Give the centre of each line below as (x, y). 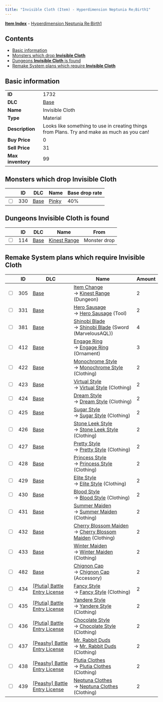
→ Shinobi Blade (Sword (101, 327)
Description (21, 129)
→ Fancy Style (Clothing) (102, 592)
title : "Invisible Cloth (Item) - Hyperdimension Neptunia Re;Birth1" (78, 9)
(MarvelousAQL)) (93, 333)
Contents (19, 39)
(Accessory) (88, 578)
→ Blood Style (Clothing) (102, 498)
